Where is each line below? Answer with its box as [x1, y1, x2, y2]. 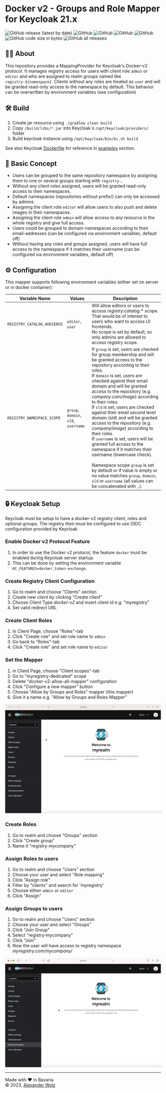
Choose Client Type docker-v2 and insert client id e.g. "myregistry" [12, 599, 150, 605]
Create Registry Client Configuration [5, 577, 95, 584]
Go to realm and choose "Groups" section [12, 832, 98, 838]
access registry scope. [91, 339, 138, 345]
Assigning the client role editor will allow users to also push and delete [12, 204, 157, 210]
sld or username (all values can [91, 478, 153, 484]
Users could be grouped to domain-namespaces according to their [12, 225, 149, 231]
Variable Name [19, 295, 51, 301]
